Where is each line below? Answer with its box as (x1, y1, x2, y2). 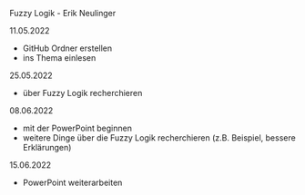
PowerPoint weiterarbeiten (22, 177, 123, 188)
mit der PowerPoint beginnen (22, 122, 132, 133)
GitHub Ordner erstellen (22, 43, 113, 54)
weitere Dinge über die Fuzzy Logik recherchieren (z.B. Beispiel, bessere (22, 132, 296, 143)
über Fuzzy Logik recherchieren (22, 88, 143, 98)
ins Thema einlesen (22, 53, 97, 63)
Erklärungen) (22, 142, 72, 152)
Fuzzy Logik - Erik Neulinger (9, 8, 117, 18)
